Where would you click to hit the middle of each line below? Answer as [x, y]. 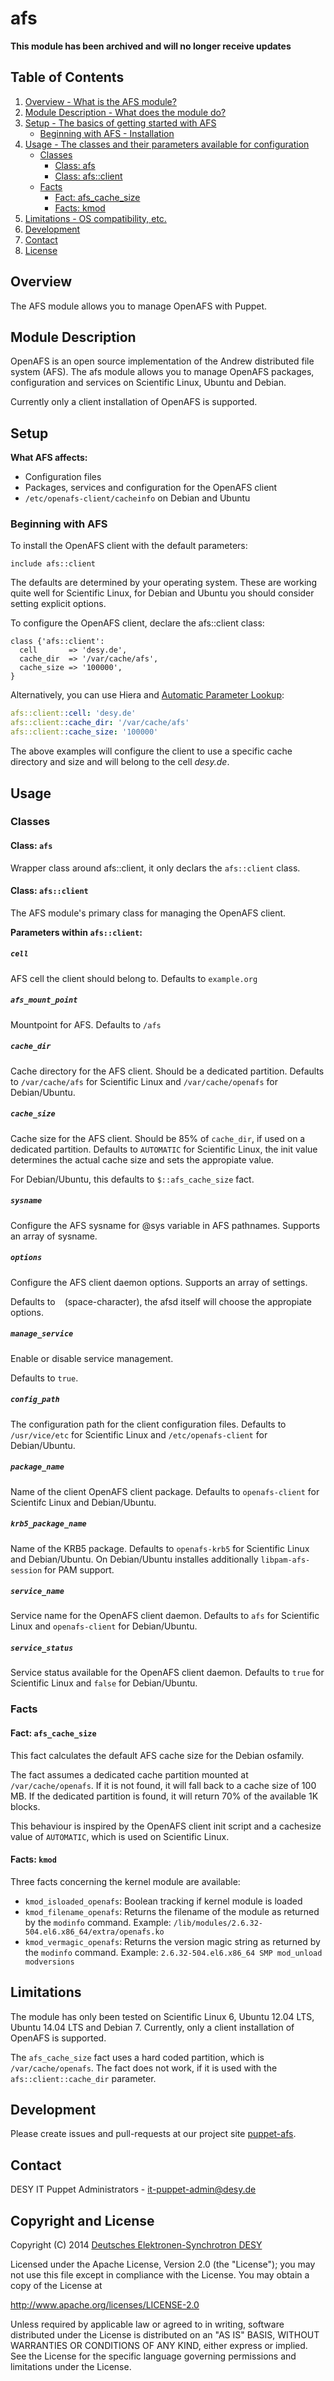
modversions [49, 1962]
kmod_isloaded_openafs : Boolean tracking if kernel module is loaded [163, 1901]
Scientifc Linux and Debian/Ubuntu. [83, 1502]
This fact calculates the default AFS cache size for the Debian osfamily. [157, 1755]
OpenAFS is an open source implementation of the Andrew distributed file [162, 361]
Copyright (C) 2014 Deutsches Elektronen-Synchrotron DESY [136, 2245]
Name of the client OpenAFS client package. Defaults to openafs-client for [165, 1491]
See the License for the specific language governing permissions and [153, 2356]
